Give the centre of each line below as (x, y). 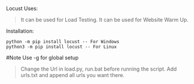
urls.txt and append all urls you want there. (72, 75)
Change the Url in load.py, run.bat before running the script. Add (99, 69)
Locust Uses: (22, 8)
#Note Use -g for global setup (42, 57)
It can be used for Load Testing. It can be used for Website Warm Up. (104, 20)
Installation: (20, 31)
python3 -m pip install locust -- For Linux (61, 47)
